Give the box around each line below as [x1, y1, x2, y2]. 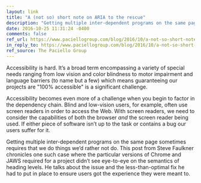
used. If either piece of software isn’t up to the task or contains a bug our [6, 120, 187, 127]
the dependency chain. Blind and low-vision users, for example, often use [6, 101, 188, 108]
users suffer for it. [6, 126, 51, 133]
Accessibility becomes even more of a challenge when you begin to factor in [6, 94, 195, 102]
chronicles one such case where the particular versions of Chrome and [6, 151, 181, 158]
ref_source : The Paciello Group [6, 48, 87, 54]
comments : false [6, 31, 47, 37]
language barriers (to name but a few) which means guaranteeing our [6, 77, 178, 84]
